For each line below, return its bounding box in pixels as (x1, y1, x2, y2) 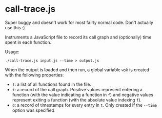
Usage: (5, 49, 20, 55)
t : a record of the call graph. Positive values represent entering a (12, 86, 142, 92)
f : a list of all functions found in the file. (12, 81, 92, 87)
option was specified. (12, 107, 56, 113)
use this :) (5, 24, 25, 30)
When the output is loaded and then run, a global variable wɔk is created (5, 67, 150, 73)
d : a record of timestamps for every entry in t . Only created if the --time (12, 102, 157, 108)
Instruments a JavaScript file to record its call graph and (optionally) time (5, 34, 152, 40)
